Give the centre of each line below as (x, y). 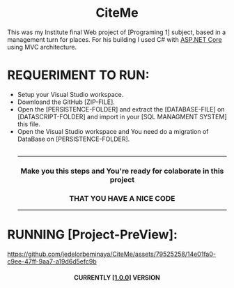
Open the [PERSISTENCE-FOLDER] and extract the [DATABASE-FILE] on (121, 109)
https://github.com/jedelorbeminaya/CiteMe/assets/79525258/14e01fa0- (111, 254)
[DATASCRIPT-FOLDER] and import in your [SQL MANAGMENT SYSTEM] (122, 116)
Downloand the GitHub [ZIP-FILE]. (66, 102)
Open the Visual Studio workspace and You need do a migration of (113, 131)
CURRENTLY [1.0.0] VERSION (117, 278)
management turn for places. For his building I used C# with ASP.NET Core (115, 39)
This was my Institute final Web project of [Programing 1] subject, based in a (117, 32)
